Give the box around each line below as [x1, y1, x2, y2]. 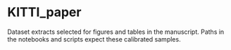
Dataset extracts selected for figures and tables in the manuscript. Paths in [7, 27, 225, 36]
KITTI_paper [7, 4, 82, 20]
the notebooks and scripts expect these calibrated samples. [7, 35, 181, 43]
